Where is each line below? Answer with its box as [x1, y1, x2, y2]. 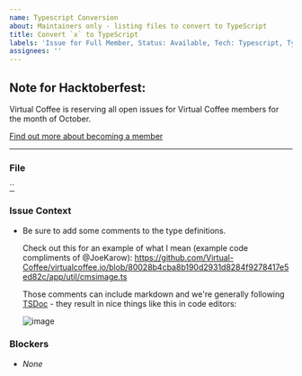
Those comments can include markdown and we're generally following [22, 289, 285, 300]
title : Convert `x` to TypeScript [9, 30, 139, 39]
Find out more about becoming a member [9, 130, 164, 141]
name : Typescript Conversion [9, 13, 119, 22]
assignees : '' [9, 47, 63, 56]
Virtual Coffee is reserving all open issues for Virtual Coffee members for [9, 103, 280, 114]
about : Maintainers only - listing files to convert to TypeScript [9, 22, 268, 31]
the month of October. [9, 113, 92, 124]
